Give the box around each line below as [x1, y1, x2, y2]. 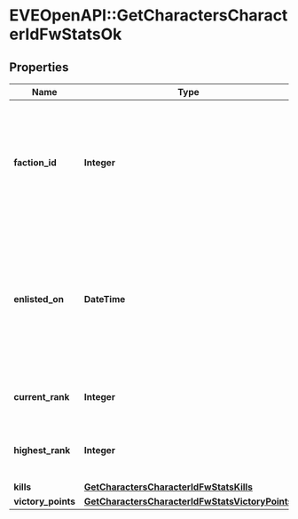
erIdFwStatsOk [9, 24, 122, 44]
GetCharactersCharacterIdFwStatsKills [83, 481, 253, 493]
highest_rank [13, 444, 71, 456]
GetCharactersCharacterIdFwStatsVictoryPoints [83, 495, 294, 507]
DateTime [83, 293, 126, 305]
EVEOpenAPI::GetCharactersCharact [9, 5, 288, 26]
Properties [9, 60, 69, 75]
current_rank [13, 391, 70, 403]
